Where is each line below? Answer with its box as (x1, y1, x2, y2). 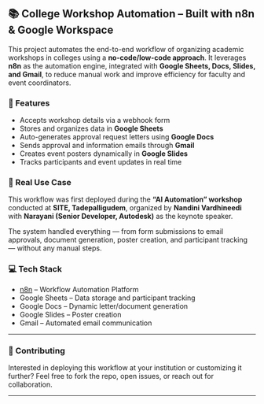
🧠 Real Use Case (8, 177, 72, 188)
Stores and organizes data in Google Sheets (19, 124, 163, 133)
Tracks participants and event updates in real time (19, 158, 182, 167)
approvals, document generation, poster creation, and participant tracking (8, 235, 247, 245)
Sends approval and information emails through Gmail (19, 141, 195, 150)
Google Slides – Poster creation (19, 309, 122, 319)
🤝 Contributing (8, 345, 65, 356)
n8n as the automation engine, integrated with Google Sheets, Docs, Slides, (8, 61, 256, 70)
